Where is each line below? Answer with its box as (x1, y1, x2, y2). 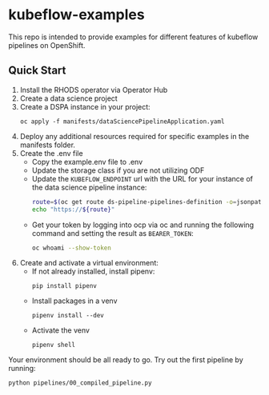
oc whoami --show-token (31, 244, 112, 252)
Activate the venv (31, 325, 90, 335)
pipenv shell (31, 341, 76, 349)
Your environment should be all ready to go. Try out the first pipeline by (8, 355, 244, 365)
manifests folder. (19, 140, 76, 150)
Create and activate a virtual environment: (19, 258, 159, 268)
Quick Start (8, 64, 66, 78)
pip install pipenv (31, 282, 98, 290)
